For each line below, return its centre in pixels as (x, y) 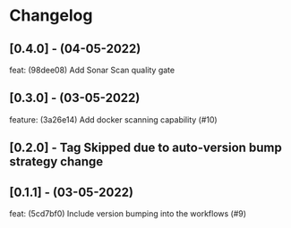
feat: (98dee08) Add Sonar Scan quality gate (92, 70)
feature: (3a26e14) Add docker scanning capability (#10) (113, 119)
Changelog (51, 16)
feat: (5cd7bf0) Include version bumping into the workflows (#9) (128, 214)
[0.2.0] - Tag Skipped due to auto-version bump (145, 148)
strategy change (56, 162)
